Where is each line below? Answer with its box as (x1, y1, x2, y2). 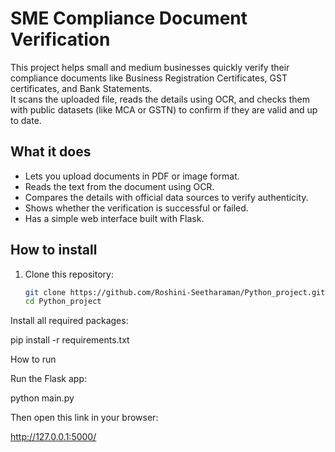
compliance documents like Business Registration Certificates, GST (10, 72, 288, 84)
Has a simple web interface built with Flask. (24, 212, 205, 224)
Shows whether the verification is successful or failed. (24, 202, 249, 214)
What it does (10, 143, 92, 161)
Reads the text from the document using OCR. (24, 180, 215, 192)
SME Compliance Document (10, 7, 248, 30)
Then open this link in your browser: (10, 412, 159, 424)
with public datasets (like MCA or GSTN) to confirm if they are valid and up (10, 103, 318, 116)
